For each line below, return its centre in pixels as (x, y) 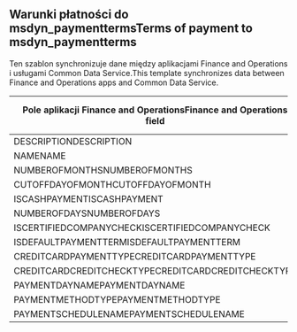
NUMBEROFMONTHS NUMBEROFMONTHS (103, 170)
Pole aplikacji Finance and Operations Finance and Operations (155, 110)
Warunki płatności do (69, 15)
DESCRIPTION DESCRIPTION (73, 141)
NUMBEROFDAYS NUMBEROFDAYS (87, 213)
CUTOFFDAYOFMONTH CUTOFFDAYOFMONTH (112, 184)
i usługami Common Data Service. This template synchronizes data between (147, 73)
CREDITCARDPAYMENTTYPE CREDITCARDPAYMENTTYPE (135, 256)
